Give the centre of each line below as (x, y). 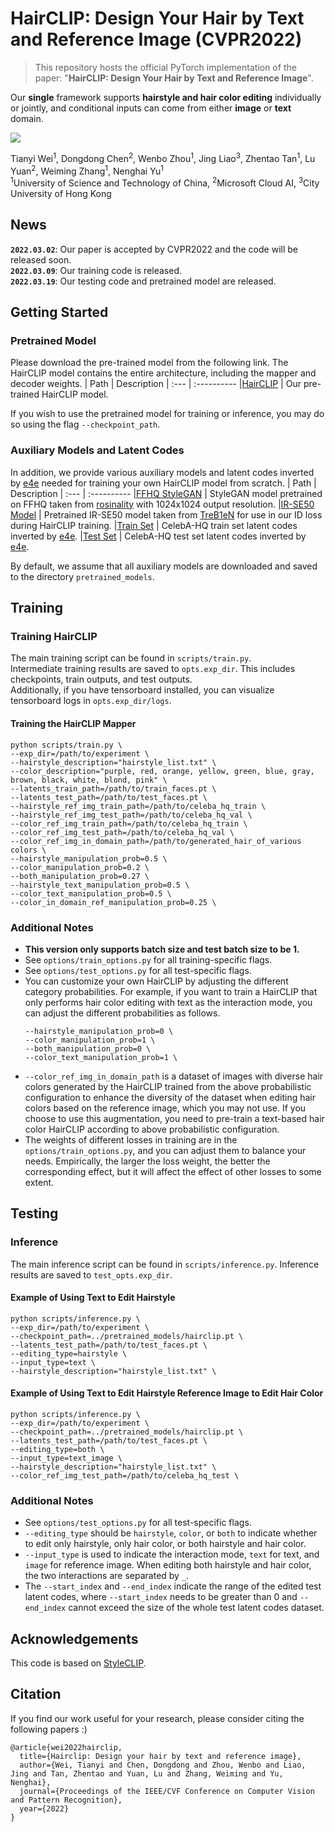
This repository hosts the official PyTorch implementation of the (165, 67)
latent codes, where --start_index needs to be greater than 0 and (161, 1597)
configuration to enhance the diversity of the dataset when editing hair (170, 1097)
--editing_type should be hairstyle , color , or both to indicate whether (171, 1533)
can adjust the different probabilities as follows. (122, 1013)
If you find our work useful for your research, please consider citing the (157, 1718)
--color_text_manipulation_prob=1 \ (101, 1057)
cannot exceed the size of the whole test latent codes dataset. (196, 1608)
